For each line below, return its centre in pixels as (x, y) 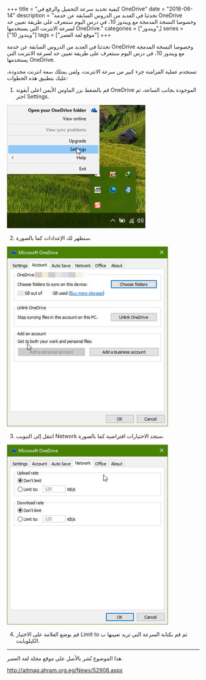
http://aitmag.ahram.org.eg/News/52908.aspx (65, 670)
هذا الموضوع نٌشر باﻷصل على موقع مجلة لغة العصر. (65, 658)
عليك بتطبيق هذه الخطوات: (38, 78)
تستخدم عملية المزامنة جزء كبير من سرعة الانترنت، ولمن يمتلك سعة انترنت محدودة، (102, 72)
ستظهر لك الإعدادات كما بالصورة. (53, 238)
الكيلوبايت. (28, 641)
